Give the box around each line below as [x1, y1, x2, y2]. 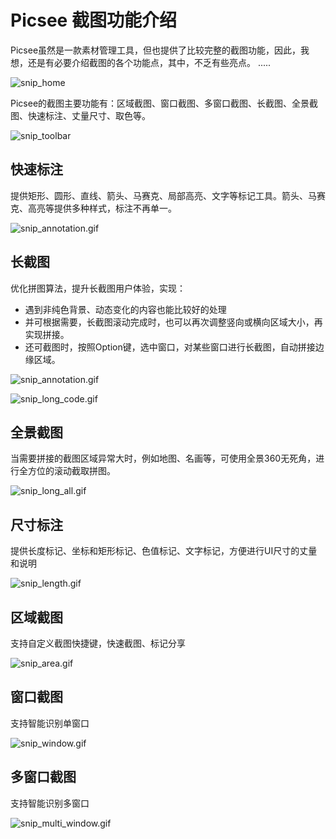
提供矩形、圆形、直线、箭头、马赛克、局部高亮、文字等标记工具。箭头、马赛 [10, 189, 326, 201]
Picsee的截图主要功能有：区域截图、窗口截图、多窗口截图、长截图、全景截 [10, 97, 319, 109]
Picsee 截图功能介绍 [10, 9, 177, 32]
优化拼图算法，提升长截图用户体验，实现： [10, 282, 186, 294]
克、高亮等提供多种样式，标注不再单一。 [10, 202, 177, 214]
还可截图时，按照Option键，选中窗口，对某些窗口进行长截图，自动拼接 [24, 341, 316, 353]
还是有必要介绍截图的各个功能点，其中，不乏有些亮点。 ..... [27, 56, 272, 68]
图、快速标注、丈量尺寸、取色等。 [10, 109, 151, 121]
